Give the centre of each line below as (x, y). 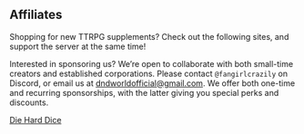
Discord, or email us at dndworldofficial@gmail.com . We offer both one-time (152, 83)
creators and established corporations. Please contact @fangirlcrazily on (149, 73)
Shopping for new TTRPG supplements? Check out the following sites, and (149, 36)
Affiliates (36, 15)
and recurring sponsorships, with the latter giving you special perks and (144, 92)
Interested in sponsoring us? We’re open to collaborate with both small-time (152, 63)
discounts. (29, 102)
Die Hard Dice (35, 120)
